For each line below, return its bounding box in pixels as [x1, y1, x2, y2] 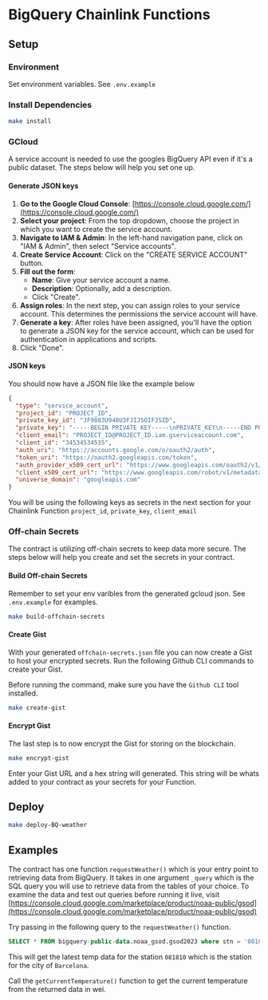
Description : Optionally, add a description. [31, 283, 172, 293]
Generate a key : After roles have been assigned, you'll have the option [19, 317, 252, 327]
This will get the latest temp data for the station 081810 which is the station [8, 952, 253, 962]
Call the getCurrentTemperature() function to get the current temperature [8, 976, 249, 986]
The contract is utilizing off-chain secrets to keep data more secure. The [8, 544, 246, 553]
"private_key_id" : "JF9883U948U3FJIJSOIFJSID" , [15, 416, 177, 424]
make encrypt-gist [8, 754, 69, 762]
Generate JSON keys [8, 181, 79, 191]
